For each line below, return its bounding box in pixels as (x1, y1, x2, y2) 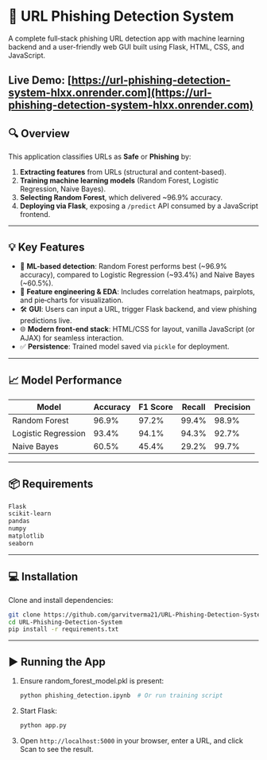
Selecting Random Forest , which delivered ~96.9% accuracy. (19, 193, 223, 203)
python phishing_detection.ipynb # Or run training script (19, 691, 223, 700)
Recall (181, 401, 206, 412)
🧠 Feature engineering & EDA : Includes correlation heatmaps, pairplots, (19, 286, 256, 296)
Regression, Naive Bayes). (19, 184, 106, 194)
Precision (214, 401, 251, 412)
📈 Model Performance (8, 374, 122, 388)
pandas (8, 518, 30, 526)
